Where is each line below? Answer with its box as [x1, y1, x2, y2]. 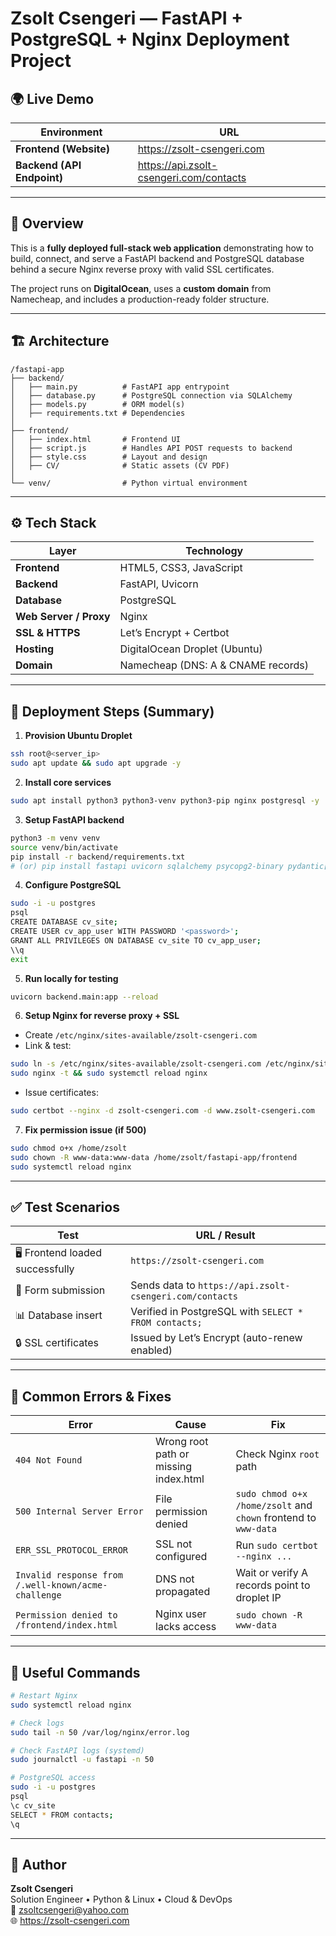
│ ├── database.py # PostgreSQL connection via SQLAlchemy [10, 390, 293, 401]
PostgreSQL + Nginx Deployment [10, 28, 290, 51]
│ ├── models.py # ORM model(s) [10, 399, 186, 409]
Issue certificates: [24, 1087, 99, 1099]
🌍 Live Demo [10, 90, 95, 107]
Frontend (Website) [15, 142, 111, 156]
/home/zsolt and [235, 1498, 313, 1512]
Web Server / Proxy [15, 610, 111, 624]
